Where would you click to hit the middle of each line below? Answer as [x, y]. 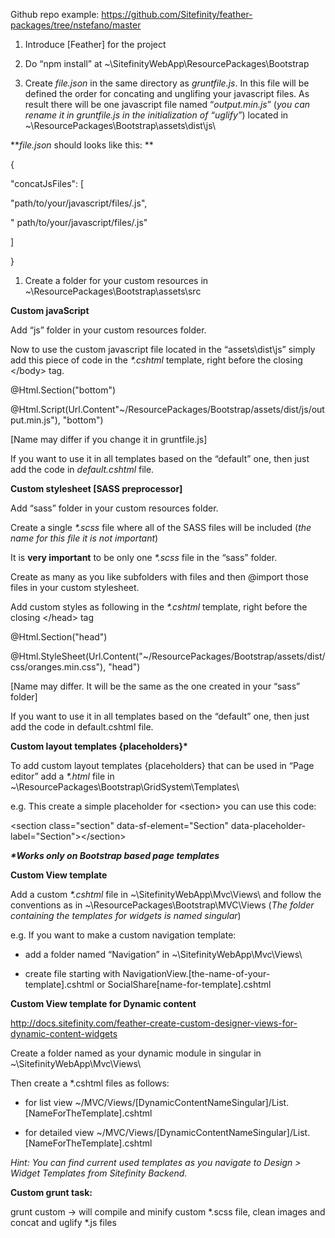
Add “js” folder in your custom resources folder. [108, 330]
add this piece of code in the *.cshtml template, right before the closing [156, 360]
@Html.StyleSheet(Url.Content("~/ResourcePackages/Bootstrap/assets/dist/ [168, 656]
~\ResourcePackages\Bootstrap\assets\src [113, 291]
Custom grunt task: [51, 1192]
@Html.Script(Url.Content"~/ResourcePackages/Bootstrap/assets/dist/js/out [167, 409]
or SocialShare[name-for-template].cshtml [184, 984]
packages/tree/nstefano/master [76, 25]
